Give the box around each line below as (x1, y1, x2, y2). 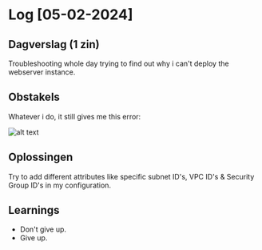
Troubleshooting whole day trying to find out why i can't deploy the (8, 58, 229, 68)
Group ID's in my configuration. (8, 180, 112, 190)
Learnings (8, 204, 60, 217)
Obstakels (8, 91, 60, 104)
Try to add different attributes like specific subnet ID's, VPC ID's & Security (8, 171, 255, 181)
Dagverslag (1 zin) (8, 38, 100, 51)
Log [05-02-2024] (8, 6, 133, 24)
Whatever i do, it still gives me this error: (8, 111, 141, 121)
